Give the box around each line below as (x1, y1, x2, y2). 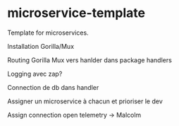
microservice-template (7, 5, 146, 21)
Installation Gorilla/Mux (7, 42, 75, 50)
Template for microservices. (7, 28, 89, 37)
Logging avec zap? (7, 69, 63, 78)
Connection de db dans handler (7, 83, 99, 91)
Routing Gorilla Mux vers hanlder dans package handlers (7, 55, 173, 64)
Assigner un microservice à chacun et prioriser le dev (7, 97, 163, 105)
